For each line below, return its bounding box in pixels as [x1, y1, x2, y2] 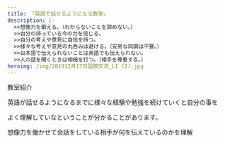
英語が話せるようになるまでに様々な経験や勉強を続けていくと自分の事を [7, 98, 218, 106]
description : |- [7, 17, 55, 24]
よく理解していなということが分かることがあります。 [7, 113, 162, 121]
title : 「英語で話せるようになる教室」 [7, 10, 109, 18]
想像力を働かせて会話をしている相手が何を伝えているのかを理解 [7, 128, 193, 136]
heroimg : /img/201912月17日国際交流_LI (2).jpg [7, 63, 144, 70]
